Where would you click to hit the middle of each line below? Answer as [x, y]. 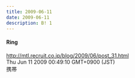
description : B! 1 [29, 23]
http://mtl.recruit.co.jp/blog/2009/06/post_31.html [67, 55]
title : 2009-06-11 [29, 12]
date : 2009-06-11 [28, 17]
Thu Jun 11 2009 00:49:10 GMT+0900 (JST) [61, 62]
